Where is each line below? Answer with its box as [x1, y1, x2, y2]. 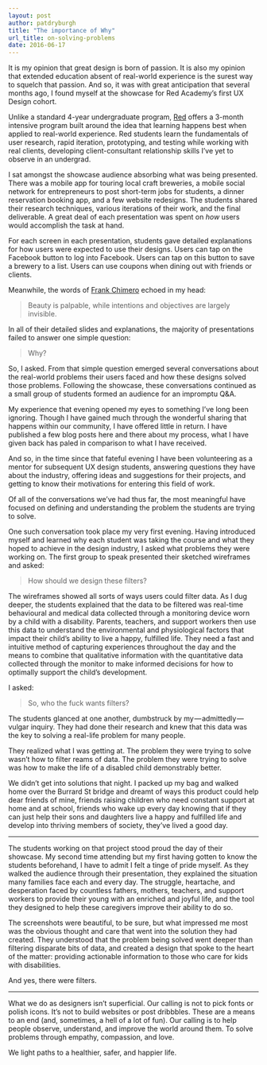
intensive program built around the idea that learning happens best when [8, 121, 247, 130]
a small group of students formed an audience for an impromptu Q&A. [8, 389, 237, 398]
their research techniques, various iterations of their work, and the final [8, 204, 241, 213]
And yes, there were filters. [8, 976, 97, 985]
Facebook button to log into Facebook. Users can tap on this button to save [8, 253, 255, 262]
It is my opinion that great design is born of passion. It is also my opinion [8, 63, 246, 72]
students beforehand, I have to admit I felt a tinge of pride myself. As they [8, 861, 249, 870]
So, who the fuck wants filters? [27, 698, 130, 708]
